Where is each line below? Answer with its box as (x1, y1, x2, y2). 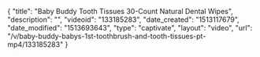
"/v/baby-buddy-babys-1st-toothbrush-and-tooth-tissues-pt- (7, 31, 206, 41)
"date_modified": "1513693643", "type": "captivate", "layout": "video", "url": (7, 23, 253, 32)
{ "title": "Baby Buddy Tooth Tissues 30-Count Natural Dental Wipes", (7, 7, 233, 16)
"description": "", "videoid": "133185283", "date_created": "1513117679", (7, 15, 240, 24)
